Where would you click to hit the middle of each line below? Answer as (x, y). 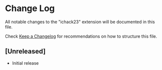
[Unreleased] (25, 51)
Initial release (25, 63)
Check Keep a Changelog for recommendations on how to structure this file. (81, 36)
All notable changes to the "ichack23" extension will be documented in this (80, 22)
